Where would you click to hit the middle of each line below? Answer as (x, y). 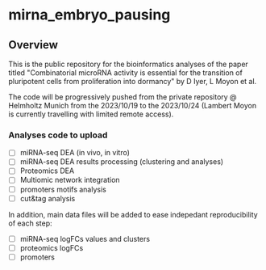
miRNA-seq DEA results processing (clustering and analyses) (122, 162)
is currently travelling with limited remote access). (91, 114)
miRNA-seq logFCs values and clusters (85, 238)
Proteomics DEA (47, 171)
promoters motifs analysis (63, 189)
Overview (33, 45)
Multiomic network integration (70, 180)
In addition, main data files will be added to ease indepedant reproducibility (133, 214)
